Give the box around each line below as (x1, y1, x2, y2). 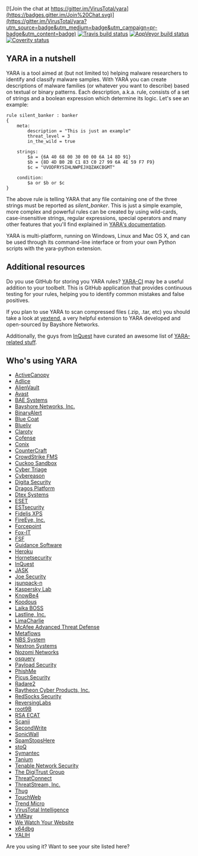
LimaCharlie (14, 617, 44, 625)
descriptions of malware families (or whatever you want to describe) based (6, 82, 190, 89)
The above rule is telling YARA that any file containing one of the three (6, 195, 178, 202)
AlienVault (14, 384, 40, 391)
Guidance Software (14, 542, 62, 549)
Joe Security (14, 573, 46, 580)
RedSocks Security (14, 693, 62, 700)
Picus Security (14, 674, 50, 681)
